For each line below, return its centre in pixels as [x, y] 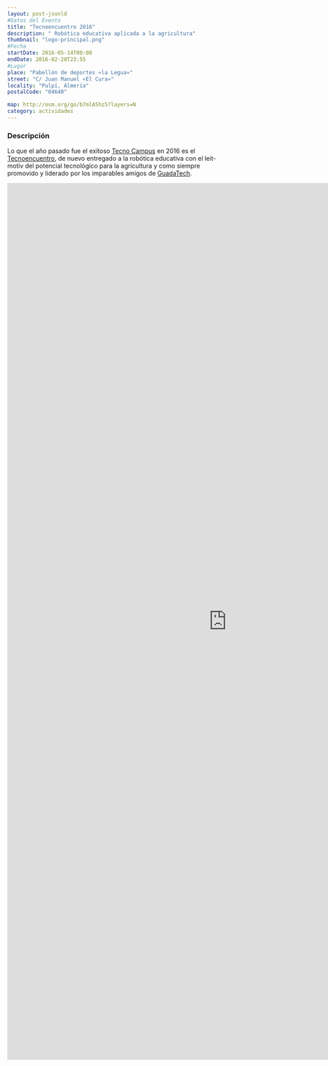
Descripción [29, 135]
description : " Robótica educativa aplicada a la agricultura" [102, 33]
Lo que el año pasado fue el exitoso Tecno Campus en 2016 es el [101, 151]
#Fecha [17, 46]
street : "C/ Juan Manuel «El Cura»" [61, 79]
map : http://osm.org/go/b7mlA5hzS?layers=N [72, 105]
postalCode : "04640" [37, 92]
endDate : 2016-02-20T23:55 [47, 60]
